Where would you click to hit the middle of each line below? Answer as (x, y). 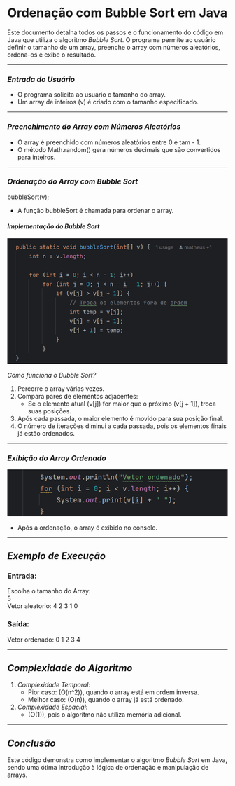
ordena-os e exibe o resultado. (52, 55)
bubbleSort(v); (28, 197)
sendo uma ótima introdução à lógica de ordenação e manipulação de (108, 768)
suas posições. (50, 411)
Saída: (18, 624)
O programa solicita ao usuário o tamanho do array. (92, 95)
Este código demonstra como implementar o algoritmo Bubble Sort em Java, (117, 760)
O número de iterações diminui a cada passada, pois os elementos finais (122, 426)
